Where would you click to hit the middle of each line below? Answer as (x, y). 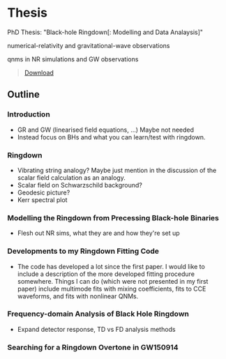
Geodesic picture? (44, 192)
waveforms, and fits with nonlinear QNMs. (78, 296)
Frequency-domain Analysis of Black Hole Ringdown (98, 314)
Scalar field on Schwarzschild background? (80, 185)
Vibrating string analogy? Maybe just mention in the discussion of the (117, 170)
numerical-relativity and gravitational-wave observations (89, 45)
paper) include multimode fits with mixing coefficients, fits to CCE (112, 289)
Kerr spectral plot (42, 199)
